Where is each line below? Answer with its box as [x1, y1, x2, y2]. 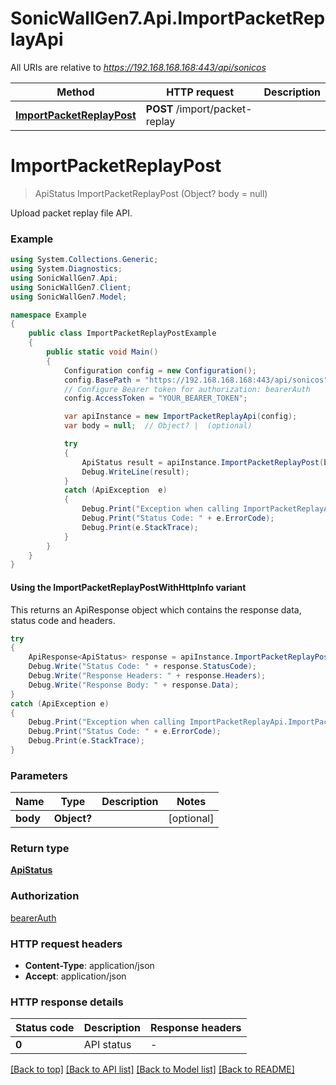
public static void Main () [46, 347, 159, 357]
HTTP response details [10, 995, 124, 1009]
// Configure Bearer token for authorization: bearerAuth [63, 384, 311, 394]
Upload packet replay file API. [10, 207, 133, 219]
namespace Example [10, 310, 87, 320]
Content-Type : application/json [24, 960, 155, 972]
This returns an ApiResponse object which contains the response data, [10, 603, 302, 616]
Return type [10, 842, 70, 856]
